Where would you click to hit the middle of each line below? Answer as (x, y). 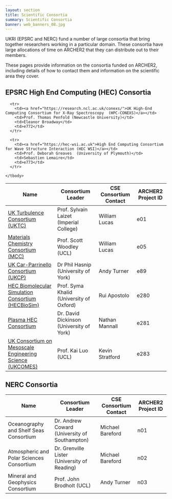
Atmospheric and (29, 451)
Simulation (20, 292)
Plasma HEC (23, 320)
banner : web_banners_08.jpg (35, 24)
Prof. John (67, 479)
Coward (64, 427)
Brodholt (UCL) (73, 485)
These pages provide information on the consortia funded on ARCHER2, (81, 65)
